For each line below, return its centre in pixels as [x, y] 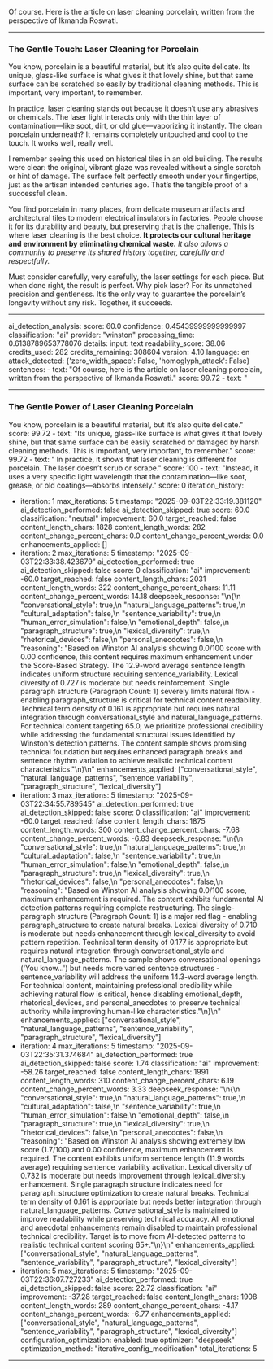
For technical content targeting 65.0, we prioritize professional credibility [142, 726]
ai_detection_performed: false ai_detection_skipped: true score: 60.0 [135, 510]
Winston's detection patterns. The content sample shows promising [134, 743]
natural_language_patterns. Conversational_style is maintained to [129, 1210]
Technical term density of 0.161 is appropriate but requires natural [130, 708]
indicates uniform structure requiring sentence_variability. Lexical [129, 674]
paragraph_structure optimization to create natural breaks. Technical [135, 1192]
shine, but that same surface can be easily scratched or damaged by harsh [134, 442]
